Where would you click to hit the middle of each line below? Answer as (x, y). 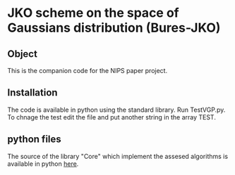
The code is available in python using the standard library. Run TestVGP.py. (116, 110)
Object (22, 54)
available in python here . (43, 164)
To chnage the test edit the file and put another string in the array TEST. (112, 117)
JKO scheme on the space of (93, 13)
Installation (32, 93)
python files (34, 140)
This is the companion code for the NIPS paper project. (88, 71)
